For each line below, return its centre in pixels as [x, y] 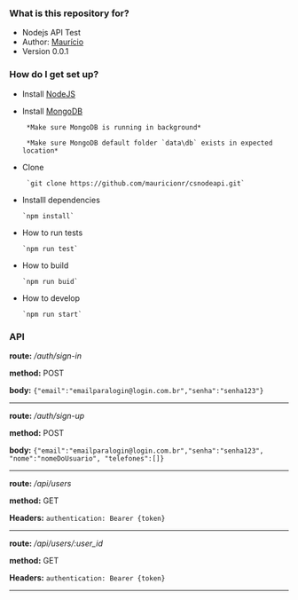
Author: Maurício [53, 42]
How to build [45, 265]
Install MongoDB [52, 111]
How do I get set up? [54, 75]
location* [40, 150]
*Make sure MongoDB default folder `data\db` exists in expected [149, 143]
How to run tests [52, 233]
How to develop [51, 298]
